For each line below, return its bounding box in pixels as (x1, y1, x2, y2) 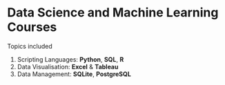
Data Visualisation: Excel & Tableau (17, 62, 119, 71)
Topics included (7, 42, 53, 50)
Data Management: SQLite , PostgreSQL (17, 70, 131, 78)
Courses (7, 19, 57, 35)
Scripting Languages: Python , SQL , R (17, 55, 124, 63)
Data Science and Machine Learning (7, 5, 219, 21)
